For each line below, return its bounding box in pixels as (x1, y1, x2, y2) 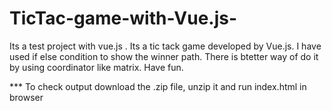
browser (9, 91, 44, 103)
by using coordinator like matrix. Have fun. (9, 61, 184, 73)
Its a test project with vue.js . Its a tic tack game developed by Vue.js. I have (9, 40, 322, 52)
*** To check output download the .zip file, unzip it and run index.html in (9, 80, 307, 92)
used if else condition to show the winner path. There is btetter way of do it (9, 50, 319, 62)
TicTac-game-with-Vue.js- (9, 7, 238, 30)
